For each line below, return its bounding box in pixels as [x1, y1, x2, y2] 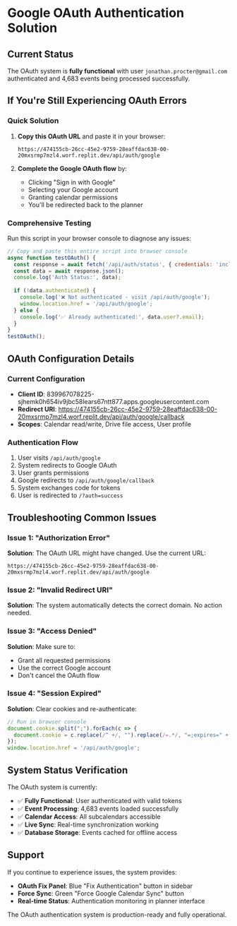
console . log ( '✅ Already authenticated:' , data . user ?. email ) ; [20, 313, 205, 321]
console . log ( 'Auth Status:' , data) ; [13, 274, 121, 281]
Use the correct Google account [17, 663, 111, 672]
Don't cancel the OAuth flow [17, 671, 100, 679]
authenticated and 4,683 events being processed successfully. [7, 74, 190, 83]
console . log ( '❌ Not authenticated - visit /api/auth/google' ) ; [20, 294, 211, 301]
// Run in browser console [7, 718, 87, 725]
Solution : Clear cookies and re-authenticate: [7, 704, 138, 713]
